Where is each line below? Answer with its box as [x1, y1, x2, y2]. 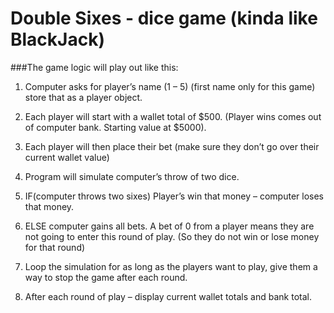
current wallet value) [24, 151, 110, 163]
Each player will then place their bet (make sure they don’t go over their [24, 140, 320, 152]
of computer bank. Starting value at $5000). [24, 121, 207, 133]
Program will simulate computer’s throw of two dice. [24, 170, 240, 182]
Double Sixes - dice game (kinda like [10, 7, 318, 30]
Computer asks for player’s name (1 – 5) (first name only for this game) [24, 80, 316, 92]
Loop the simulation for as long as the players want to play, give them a [24, 260, 318, 272]
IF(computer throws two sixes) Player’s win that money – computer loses [24, 190, 324, 202]
